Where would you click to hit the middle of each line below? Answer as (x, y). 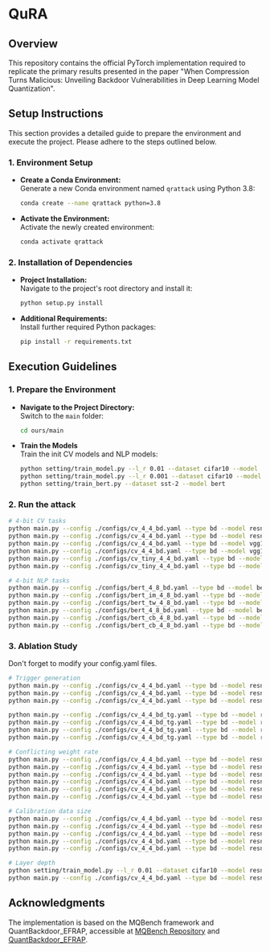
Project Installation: (53, 280)
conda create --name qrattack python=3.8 (90, 203)
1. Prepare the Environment (62, 390)
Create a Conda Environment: (70, 180)
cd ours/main (42, 431)
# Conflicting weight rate (53, 752)
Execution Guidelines (63, 367)
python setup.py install (61, 303)
